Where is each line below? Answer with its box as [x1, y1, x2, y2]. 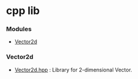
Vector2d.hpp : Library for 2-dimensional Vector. [14, 66, 132, 73]
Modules [6, 25, 32, 33]
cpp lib [6, 4, 40, 18]
